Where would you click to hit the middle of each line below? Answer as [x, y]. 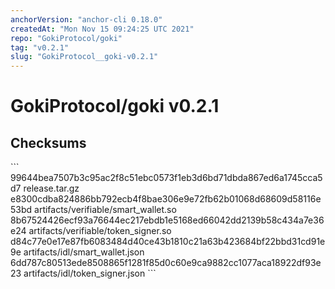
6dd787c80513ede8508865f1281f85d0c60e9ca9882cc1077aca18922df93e [166, 263]
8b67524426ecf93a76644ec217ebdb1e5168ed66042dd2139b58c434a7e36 [167, 220]
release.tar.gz [51, 188]
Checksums [48, 142]
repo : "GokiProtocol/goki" [66, 38]
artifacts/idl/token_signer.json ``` [90, 273]
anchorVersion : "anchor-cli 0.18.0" [86, 19]
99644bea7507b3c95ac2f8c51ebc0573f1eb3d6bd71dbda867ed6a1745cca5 [166, 178]
